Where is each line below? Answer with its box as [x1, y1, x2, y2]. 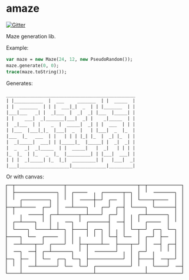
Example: [6, 44, 29, 51]
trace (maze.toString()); [6, 69, 67, 75]
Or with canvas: [6, 173, 44, 180]
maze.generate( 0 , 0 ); [6, 63, 59, 69]
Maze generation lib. [6, 32, 56, 40]
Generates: [6, 79, 34, 87]
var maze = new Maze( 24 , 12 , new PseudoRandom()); [6, 56, 133, 62]
